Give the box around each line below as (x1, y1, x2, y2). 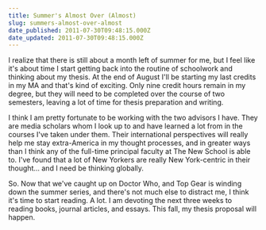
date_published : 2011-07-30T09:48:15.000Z (8, 26, 151, 34)
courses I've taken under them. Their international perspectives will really (8, 130, 249, 140)
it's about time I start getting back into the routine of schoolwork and (8, 64, 233, 74)
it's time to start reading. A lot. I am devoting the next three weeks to (8, 196, 233, 205)
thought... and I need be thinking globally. (8, 163, 145, 173)
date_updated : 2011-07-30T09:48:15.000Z (8, 33, 145, 42)
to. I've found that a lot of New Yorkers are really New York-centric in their (8, 155, 251, 165)
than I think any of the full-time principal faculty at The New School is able (8, 147, 251, 156)
